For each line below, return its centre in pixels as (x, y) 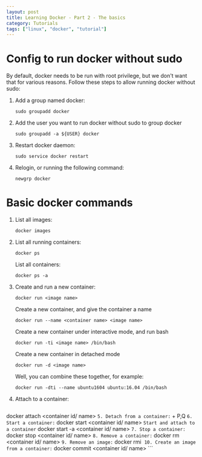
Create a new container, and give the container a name (83, 309)
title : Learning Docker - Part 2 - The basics (66, 18)
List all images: (34, 220)
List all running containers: (48, 242)
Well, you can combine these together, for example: (79, 377)
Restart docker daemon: (45, 145)
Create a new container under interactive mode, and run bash (92, 332)
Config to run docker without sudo (94, 59)
